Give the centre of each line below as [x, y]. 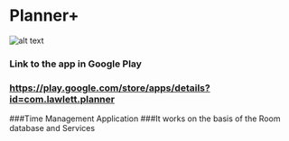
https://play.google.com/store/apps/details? [110, 88]
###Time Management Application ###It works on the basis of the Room [145, 119]
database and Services [52, 128]
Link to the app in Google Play [76, 64]
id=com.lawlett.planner [62, 99]
